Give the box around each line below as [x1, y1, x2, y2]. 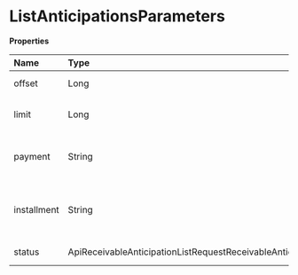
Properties [9, 35, 50, 46]
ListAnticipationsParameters [9, 6, 226, 27]
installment [13, 203, 59, 216]
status [13, 246, 40, 258]
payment [13, 150, 51, 162]
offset [13, 77, 38, 90]
